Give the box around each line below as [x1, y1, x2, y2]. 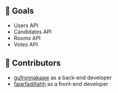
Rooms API [13, 34, 41, 42]
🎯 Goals [5, 6, 35, 16]
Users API [13, 21, 39, 29]
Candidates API [13, 28, 52, 35]
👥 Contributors [5, 58, 61, 69]
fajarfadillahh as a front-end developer [13, 80, 108, 87]
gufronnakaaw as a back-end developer [13, 74, 112, 81]
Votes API [13, 41, 38, 48]
